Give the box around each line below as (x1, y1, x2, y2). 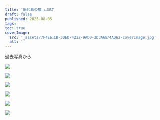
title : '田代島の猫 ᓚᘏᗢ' (5, 7, 55, 12)
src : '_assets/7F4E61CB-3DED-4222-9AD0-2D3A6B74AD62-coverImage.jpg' (9, 35, 156, 40)
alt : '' (9, 40, 26, 44)
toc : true (5, 26, 26, 31)
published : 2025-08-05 (5, 16, 52, 21)
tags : (5, 21, 16, 26)
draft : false (5, 12, 32, 17)
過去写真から (5, 53, 31, 59)
